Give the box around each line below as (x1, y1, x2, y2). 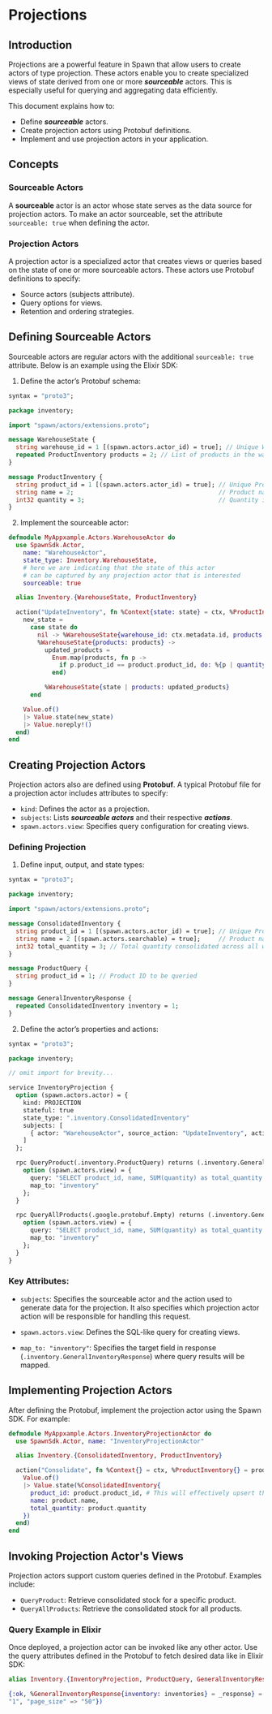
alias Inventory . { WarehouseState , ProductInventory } (15, 594, 198, 602)
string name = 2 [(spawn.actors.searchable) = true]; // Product (15, 935, 255, 943)
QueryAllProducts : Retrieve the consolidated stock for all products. (19, 1604, 243, 1613)
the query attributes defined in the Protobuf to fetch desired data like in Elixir (8, 1651, 264, 1661)
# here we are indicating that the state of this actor (23, 563, 216, 572)
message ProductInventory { (8, 473, 104, 481)
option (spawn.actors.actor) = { (15, 1091, 129, 1099)
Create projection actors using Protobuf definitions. (19, 126, 192, 135)
